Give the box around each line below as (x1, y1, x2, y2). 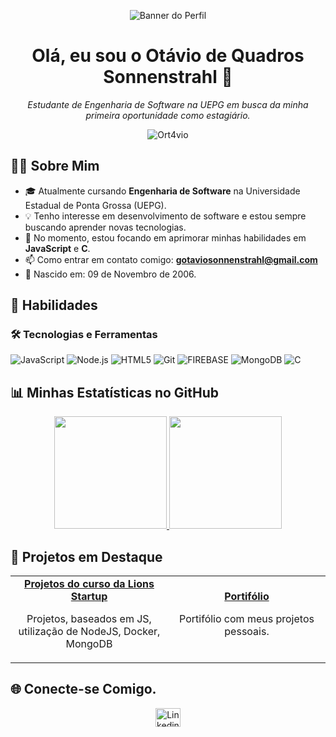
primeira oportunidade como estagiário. (85, 109, 251, 121)
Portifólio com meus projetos (179, 612, 315, 626)
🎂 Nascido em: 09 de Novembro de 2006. (24, 268, 197, 280)
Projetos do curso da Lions (24, 577, 155, 591)
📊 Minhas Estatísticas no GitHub (10, 384, 220, 401)
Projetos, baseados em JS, (26, 612, 152, 626)
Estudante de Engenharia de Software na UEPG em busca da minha (27, 98, 309, 110)
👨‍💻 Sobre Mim (10, 158, 100, 175)
